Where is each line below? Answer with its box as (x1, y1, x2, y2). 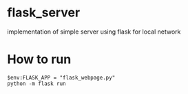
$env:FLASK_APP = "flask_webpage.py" (7, 74, 116, 81)
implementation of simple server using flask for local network (7, 27, 181, 36)
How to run (7, 51, 72, 67)
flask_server (7, 5, 81, 21)
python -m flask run (7, 80, 67, 87)
